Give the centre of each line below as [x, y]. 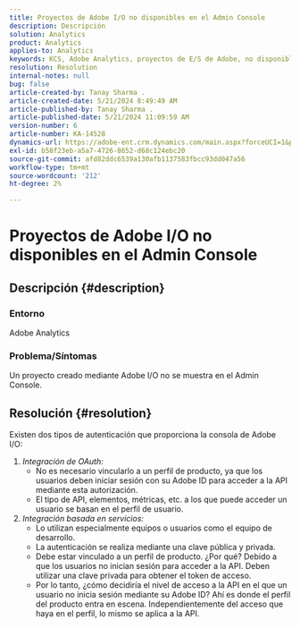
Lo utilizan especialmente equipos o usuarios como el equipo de [154, 528]
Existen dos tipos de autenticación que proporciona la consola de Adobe [143, 435]
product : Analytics [46, 42]
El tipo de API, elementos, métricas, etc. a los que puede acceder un [161, 500]
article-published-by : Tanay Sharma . [81, 109]
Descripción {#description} [87, 288]
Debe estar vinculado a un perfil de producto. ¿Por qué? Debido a [156, 556]
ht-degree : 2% [36, 184]
